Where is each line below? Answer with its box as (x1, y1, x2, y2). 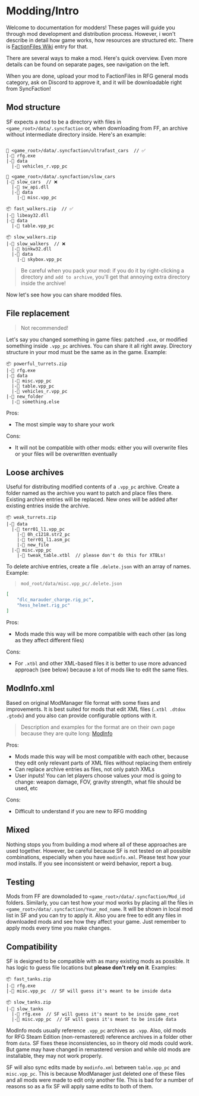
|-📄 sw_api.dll (11, 184, 49, 190)
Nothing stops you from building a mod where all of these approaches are (6, 841, 187, 848)
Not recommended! (20, 324, 69, 332)
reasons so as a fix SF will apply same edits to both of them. (6, 1083, 153, 1090)
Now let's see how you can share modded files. (6, 291, 123, 298)
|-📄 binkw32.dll (11, 246, 52, 252)
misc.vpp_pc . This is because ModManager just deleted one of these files (6, 1070, 185, 1078)
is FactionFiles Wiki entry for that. (6, 43, 88, 50)
